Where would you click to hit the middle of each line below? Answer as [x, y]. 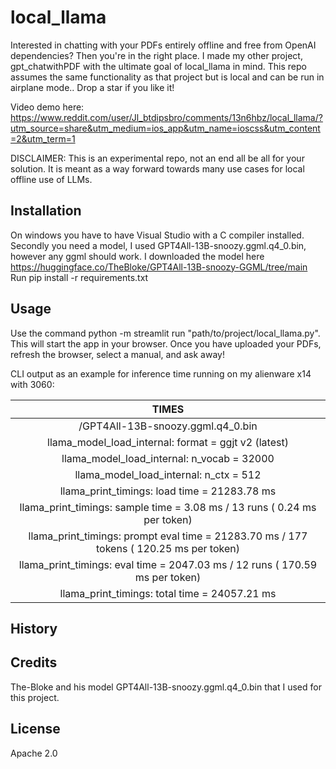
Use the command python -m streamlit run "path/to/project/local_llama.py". [165, 333]
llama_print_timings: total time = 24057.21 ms [168, 593]
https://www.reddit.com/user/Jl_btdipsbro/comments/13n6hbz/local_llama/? [166, 117]
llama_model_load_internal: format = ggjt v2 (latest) [168, 442]
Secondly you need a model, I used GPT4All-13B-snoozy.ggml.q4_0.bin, [158, 245]
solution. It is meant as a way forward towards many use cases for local [157, 168]
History [34, 628]
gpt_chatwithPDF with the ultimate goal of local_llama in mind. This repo [158, 66]
